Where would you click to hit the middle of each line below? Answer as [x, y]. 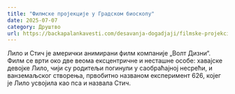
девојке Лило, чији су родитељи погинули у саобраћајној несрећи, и [110, 68]
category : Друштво [34, 27]
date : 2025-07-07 [33, 20]
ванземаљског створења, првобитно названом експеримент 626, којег [114, 76]
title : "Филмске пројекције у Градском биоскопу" [81, 14]
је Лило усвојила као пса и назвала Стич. [69, 83]
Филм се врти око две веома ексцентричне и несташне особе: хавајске [115, 61]
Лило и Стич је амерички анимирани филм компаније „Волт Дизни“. [109, 53]
